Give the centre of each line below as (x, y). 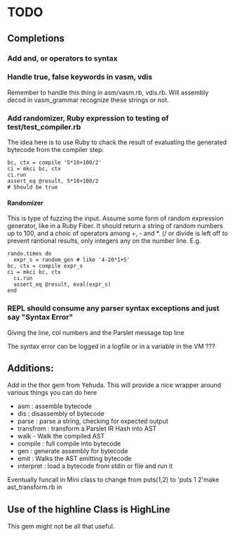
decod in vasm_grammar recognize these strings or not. (88, 100)
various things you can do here (52, 393)
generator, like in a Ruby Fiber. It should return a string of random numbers (115, 226)
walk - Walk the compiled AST (61, 436)
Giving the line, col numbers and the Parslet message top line (96, 332)
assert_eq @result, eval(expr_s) (62, 285)
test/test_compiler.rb (44, 127)
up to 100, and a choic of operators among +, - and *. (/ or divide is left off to (117, 234)
